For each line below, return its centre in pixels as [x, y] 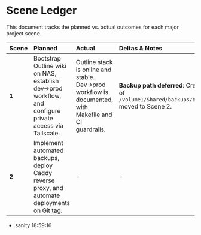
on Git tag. [48, 210]
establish [46, 80]
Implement [48, 143]
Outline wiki [50, 65]
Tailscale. [47, 133]
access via [48, 125]
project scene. [24, 33]
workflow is [92, 92]
